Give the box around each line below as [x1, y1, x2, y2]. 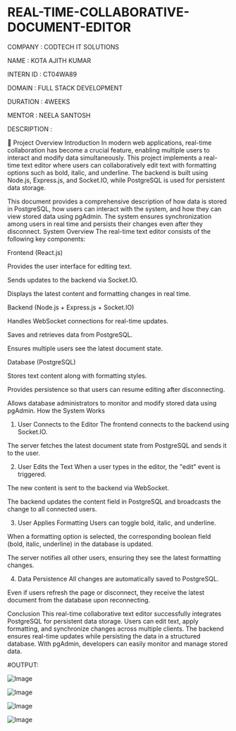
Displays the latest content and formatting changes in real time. [7, 289, 192, 297]
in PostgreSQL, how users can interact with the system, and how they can [7, 204, 222, 213]
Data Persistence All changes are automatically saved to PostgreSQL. [17, 574, 219, 583]
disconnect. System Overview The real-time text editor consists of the [7, 227, 211, 235]
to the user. [7, 448, 40, 457]
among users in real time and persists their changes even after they [7, 220, 203, 228]
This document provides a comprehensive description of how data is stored [7, 197, 227, 206]
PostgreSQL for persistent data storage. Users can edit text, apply [7, 617, 199, 625]
